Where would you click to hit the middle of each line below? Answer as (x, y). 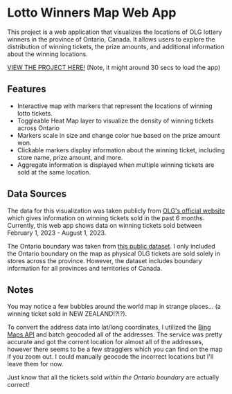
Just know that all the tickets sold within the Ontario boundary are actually (113, 377)
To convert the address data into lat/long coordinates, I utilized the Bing (109, 328)
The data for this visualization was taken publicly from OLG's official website (116, 211)
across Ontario (38, 128)
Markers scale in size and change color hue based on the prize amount (118, 135)
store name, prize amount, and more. (70, 157)
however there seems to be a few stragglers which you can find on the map (115, 349)
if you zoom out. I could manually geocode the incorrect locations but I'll (110, 357)
